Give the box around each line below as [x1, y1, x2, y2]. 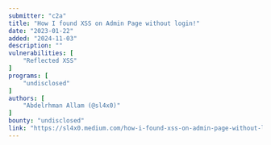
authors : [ [8, 94, 45, 102]
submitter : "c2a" [8, 11, 67, 20]
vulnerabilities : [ [8, 49, 74, 57]
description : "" [8, 42, 63, 50]
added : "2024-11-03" [8, 34, 78, 43]
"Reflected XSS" [23, 57, 78, 65]
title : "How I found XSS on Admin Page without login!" [8, 19, 200, 27]
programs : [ [8, 72, 48, 80]
